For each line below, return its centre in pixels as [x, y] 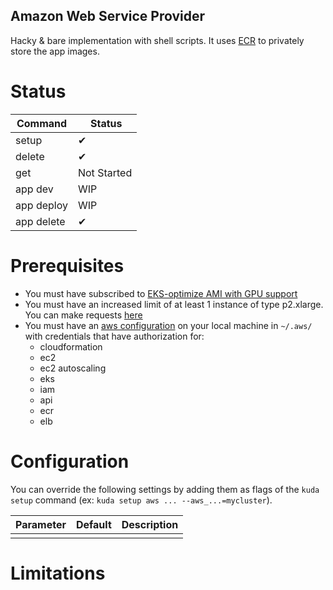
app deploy [41, 205]
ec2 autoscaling [73, 368]
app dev [34, 189]
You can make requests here [83, 315]
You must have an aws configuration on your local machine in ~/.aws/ [168, 325]
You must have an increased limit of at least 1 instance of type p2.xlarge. [174, 304]
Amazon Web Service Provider [108, 16]
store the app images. [55, 51]
